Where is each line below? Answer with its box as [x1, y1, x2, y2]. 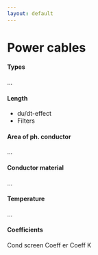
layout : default [7, 10, 53, 17]
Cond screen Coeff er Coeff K [7, 241, 92, 249]
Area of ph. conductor [7, 132, 71, 141]
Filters [16, 116, 36, 125]
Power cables [7, 39, 86, 55]
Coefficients [7, 225, 43, 234]
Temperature [7, 194, 45, 203]
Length [7, 94, 28, 102]
